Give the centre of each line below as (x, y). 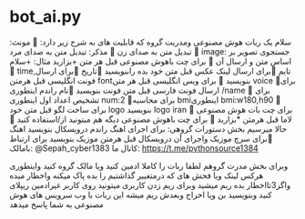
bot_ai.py (46, 17)
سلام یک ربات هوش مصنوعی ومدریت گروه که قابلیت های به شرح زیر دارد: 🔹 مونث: (150, 42)
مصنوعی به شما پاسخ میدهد (57, 204)
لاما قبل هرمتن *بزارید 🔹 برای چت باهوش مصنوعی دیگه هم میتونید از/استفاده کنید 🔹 (151, 119)
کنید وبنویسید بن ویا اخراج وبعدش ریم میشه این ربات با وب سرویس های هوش (141, 194)
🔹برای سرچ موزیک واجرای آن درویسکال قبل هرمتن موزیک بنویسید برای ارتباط (141, 138)
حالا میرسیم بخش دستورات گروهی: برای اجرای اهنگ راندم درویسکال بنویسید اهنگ (148, 128)
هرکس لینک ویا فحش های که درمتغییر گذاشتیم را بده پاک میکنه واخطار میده (137, 175)
